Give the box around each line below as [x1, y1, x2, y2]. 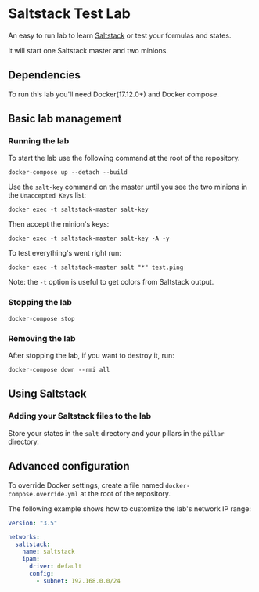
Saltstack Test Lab [8, 5, 131, 23]
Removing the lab [8, 332, 76, 343]
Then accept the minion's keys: [8, 220, 110, 229]
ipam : [22, 555, 41, 563]
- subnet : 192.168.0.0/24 [36, 577, 121, 585]
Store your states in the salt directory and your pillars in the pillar [8, 428, 225, 438]
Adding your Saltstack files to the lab [8, 411, 152, 422]
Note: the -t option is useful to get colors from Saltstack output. [8, 278, 214, 287]
